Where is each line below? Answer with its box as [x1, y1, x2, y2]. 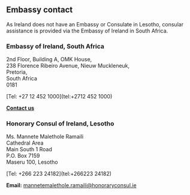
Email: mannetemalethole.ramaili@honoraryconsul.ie [6, 182, 137, 189]
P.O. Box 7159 [6, 152, 40, 160]
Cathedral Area [6, 139, 44, 146]
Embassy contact [6, 5, 73, 15]
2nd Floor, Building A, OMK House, [6, 56, 92, 63]
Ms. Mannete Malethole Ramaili [6, 133, 84, 140]
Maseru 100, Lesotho [6, 158, 58, 166]
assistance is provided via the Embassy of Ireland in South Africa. [6, 27, 168, 34]
